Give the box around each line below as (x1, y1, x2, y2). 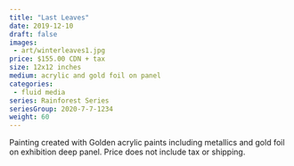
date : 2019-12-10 (9, 21, 74, 30)
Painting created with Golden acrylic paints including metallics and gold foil (9, 137, 285, 148)
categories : (9, 79, 53, 88)
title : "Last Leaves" (9, 12, 90, 22)
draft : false (9, 29, 58, 38)
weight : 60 (9, 112, 50, 121)
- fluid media (12, 87, 66, 96)
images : (9, 37, 38, 47)
